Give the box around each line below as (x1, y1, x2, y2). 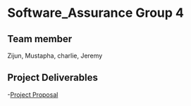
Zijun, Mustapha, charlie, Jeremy (7, 51, 103, 60)
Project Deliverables (7, 72, 99, 84)
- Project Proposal (7, 90, 58, 99)
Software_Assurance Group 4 (7, 5, 185, 21)
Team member (7, 33, 73, 45)
